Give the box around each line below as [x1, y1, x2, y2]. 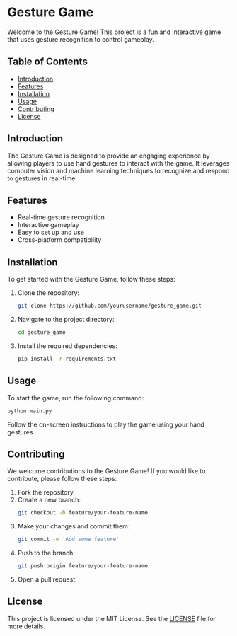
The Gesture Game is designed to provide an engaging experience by [7, 151, 210, 160]
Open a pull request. [17, 574, 78, 584]
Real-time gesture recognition [17, 213, 105, 221]
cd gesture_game [17, 329, 66, 336]
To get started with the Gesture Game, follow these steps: [7, 275, 175, 284]
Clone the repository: [17, 289, 80, 297]
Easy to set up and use [17, 228, 85, 237]
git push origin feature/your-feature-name [17, 562, 149, 569]
